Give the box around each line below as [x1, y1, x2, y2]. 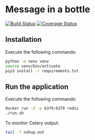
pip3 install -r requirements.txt [5, 68, 79, 74]
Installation [5, 35, 42, 44]
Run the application [5, 82, 69, 91]
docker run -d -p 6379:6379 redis [5, 106, 79, 111]
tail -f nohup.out [5, 129, 44, 135]
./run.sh [5, 111, 24, 116]
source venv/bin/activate [5, 63, 60, 68]
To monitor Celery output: [5, 120, 60, 126]
